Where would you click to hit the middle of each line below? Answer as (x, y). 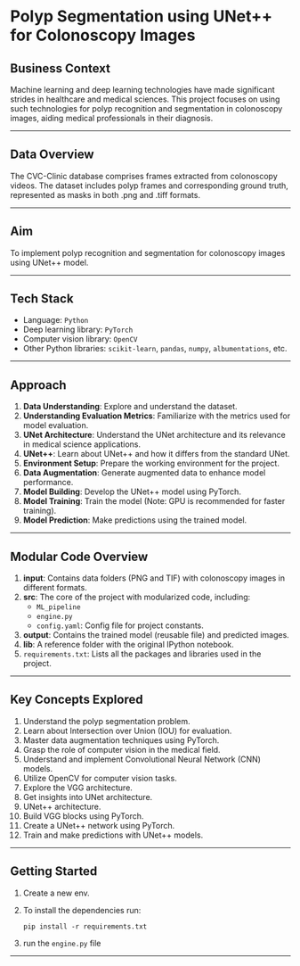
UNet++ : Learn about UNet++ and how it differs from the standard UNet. (156, 454)
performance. (48, 483)
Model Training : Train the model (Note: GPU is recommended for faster (154, 501)
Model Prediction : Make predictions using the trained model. (135, 520)
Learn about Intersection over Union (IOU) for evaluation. (127, 731)
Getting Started (54, 871)
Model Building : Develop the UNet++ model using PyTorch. (132, 491)
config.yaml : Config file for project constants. (120, 625)
